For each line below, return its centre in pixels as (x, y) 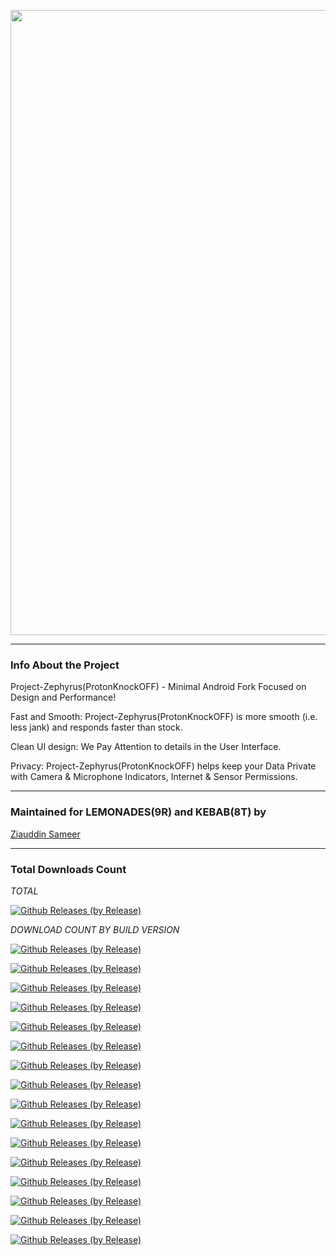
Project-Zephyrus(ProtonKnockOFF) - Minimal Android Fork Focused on (158, 687)
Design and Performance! (63, 697)
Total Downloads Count (68, 869)
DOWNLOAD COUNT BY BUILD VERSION (95, 929)
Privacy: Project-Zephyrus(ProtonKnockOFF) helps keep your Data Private (163, 766)
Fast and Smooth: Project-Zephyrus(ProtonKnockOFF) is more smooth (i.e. (164, 717)
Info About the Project (65, 665)
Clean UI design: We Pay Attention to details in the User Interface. (146, 747)
